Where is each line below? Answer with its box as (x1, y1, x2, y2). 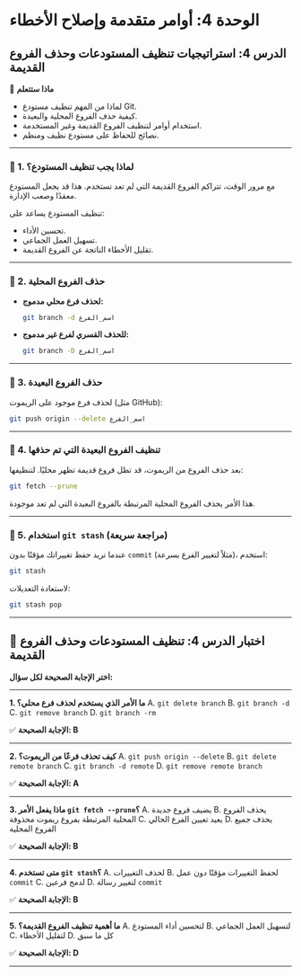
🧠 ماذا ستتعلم (9, 84, 55, 94)
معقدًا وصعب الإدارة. (9, 191, 77, 201)
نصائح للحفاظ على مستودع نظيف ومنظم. (21, 129, 159, 140)
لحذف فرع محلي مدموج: (21, 296, 104, 306)
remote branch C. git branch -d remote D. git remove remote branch (9, 760, 262, 771)
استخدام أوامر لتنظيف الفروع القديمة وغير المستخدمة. (21, 120, 202, 130)
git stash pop (9, 599, 63, 609)
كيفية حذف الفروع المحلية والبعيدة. (21, 111, 138, 121)
